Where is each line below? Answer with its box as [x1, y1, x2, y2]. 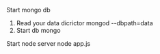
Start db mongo [16, 27, 61, 34]
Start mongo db [6, 6, 51, 14]
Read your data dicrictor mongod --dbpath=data [16, 19, 153, 27]
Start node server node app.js [6, 40, 90, 47]
